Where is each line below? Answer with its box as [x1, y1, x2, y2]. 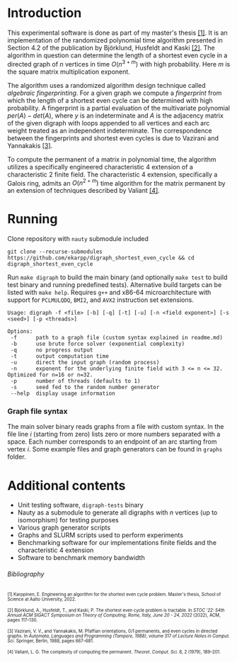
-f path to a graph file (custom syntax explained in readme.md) [10, 335, 223, 342]
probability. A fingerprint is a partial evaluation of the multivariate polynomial [7, 103, 230, 112]
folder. [7, 452, 26, 461]
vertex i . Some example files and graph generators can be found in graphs [7, 445, 223, 454]
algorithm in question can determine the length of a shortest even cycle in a [7, 51, 228, 60]
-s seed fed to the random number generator [10, 384, 160, 391]
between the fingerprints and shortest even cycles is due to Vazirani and [7, 133, 219, 142]
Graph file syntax [7, 406, 68, 416]
